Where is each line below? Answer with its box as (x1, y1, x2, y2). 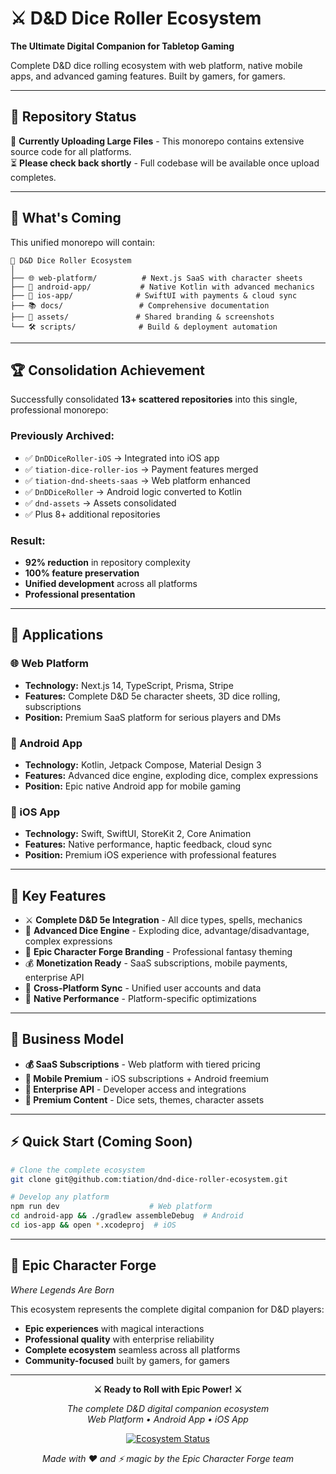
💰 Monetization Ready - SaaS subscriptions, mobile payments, (24, 957, 288, 969)
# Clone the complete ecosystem (10, 1165, 145, 1175)
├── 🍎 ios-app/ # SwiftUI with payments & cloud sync (10, 290, 298, 301)
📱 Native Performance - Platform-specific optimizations (24, 993, 257, 1005)
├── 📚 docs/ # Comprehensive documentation (10, 300, 270, 311)
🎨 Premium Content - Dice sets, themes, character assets (24, 1093, 265, 1106)
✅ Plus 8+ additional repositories (24, 508, 161, 520)
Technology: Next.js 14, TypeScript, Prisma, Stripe (24, 679, 234, 691)
